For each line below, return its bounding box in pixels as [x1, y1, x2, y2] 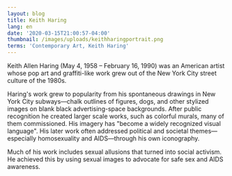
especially [7, 134, 37, 143]
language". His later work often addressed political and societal [7, 127, 189, 135]
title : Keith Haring [7, 17, 68, 24]
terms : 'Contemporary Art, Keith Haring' [7, 42, 130, 49]
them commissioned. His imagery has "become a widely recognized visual [7, 120, 222, 127]
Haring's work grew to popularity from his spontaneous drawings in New [7, 90, 216, 98]
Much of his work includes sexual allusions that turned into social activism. [7, 147, 222, 156]
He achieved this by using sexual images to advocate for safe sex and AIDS [7, 155, 224, 163]
